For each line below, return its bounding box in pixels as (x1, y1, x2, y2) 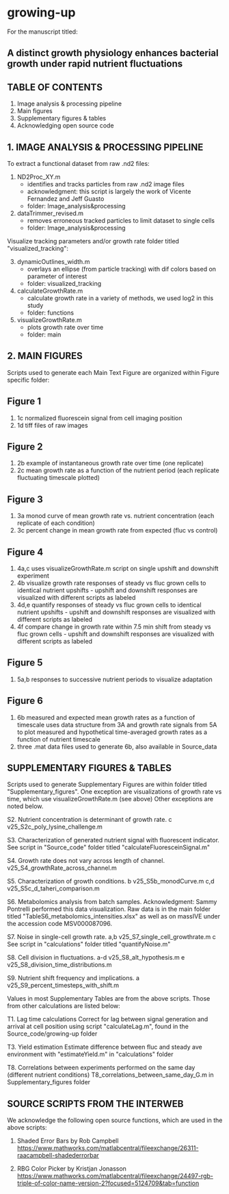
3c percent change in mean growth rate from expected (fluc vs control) (16, 526, 218, 535)
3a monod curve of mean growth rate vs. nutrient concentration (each (16, 512, 215, 520)
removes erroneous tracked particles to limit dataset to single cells (27, 216, 215, 224)
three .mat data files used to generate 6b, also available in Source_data (16, 742, 217, 751)
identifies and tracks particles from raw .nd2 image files (27, 180, 185, 188)
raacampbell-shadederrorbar (16, 1152, 99, 1160)
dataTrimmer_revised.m (16, 209, 84, 217)
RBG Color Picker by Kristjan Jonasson (16, 1165, 126, 1173)
